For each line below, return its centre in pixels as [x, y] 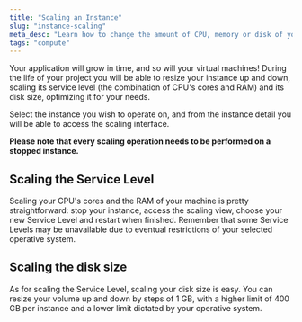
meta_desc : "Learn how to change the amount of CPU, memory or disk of [146, 34]
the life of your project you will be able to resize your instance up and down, [150, 78]
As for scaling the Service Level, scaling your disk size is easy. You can [141, 289]
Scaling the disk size [68, 268]
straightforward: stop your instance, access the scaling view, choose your [146, 210]
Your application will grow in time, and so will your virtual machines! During [148, 68]
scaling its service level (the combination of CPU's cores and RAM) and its [147, 87]
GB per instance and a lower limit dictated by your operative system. [136, 308]
